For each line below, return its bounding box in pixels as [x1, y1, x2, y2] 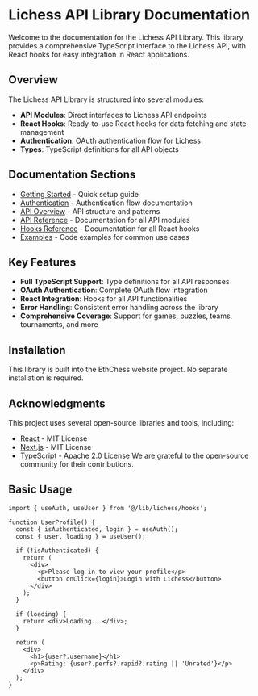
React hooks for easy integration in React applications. [8, 49, 189, 59]
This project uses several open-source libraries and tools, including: [8, 418, 235, 427]
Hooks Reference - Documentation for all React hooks [19, 224, 200, 233]
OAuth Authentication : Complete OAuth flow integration [19, 285, 208, 296]
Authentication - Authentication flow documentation [19, 198, 193, 208]
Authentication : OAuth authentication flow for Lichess [19, 136, 202, 145]
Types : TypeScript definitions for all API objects [19, 144, 179, 154]
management [19, 127, 64, 136]
